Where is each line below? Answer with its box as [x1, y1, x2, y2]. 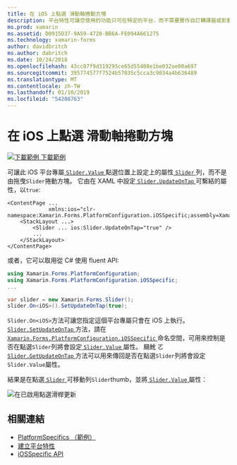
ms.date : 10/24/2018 [7, 56, 68, 64]
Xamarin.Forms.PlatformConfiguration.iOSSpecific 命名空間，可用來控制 [7, 334, 220, 342]
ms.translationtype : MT [7, 76, 78, 83]
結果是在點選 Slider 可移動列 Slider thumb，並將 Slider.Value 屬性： [7, 375, 208, 384]
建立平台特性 [17, 442, 55, 450]
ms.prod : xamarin [7, 23, 59, 30]
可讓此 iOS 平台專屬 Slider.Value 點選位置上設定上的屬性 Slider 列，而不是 [7, 167, 227, 176]
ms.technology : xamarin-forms [7, 37, 97, 44]
